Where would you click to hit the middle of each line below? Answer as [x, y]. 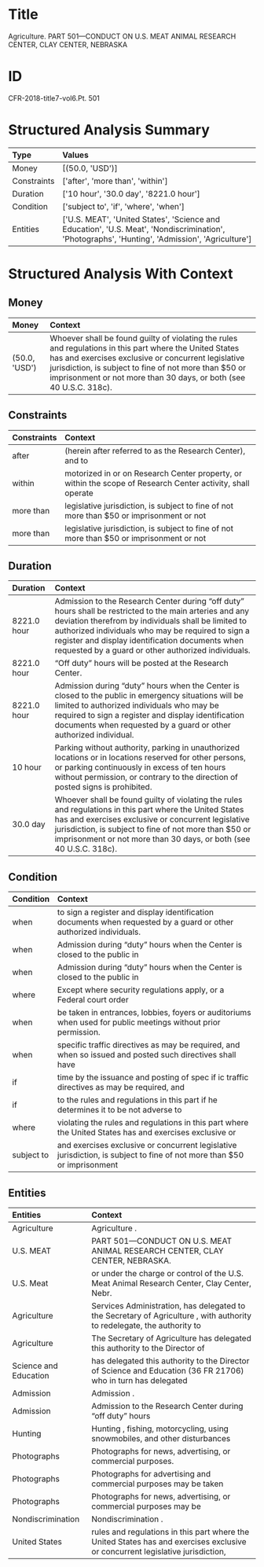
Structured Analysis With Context [121, 274]
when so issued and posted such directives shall [147, 1055]
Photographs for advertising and [151, 1474]
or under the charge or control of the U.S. [167, 1274]
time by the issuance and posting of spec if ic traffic [153, 1077]
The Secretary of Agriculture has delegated [171, 1338]
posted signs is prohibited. [103, 787]
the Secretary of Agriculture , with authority [171, 1316]
